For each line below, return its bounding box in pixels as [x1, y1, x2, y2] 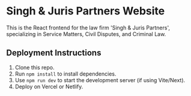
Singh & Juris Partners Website [6, 4, 165, 18]
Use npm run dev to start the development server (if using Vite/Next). [14, 76, 186, 83]
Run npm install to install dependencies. [14, 70, 117, 77]
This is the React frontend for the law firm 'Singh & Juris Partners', [6, 24, 170, 31]
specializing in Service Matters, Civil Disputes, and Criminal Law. [6, 30, 166, 37]
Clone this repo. [14, 64, 55, 71]
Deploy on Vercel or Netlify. [14, 83, 83, 90]
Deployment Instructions [6, 48, 102, 58]
